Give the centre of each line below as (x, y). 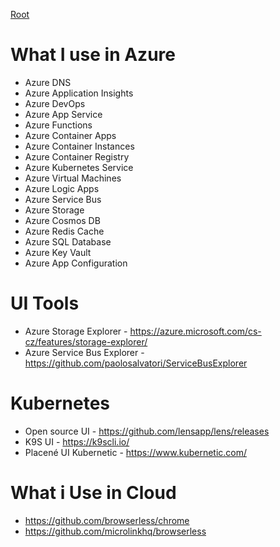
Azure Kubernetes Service (79, 167)
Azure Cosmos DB (62, 220)
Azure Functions (58, 125)
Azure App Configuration (76, 263)
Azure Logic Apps (62, 188)
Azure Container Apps (70, 135)
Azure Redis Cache (64, 231)
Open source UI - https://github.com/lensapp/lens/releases (147, 431)
